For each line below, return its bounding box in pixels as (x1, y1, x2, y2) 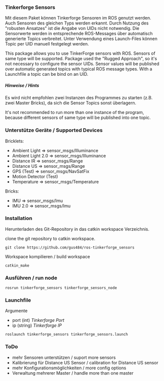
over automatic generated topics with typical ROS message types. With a (5, 66, 153, 72)
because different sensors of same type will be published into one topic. (5, 114, 151, 121)
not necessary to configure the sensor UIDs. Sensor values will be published (5, 61, 160, 67)
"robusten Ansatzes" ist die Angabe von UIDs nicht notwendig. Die (5, 25, 140, 31)
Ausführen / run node (5, 274, 57, 281)
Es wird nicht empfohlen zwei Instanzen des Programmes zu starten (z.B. (5, 95, 153, 101)
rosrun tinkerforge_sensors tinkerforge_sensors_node (5, 286, 117, 291)
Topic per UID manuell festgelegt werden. (5, 41, 89, 47)
